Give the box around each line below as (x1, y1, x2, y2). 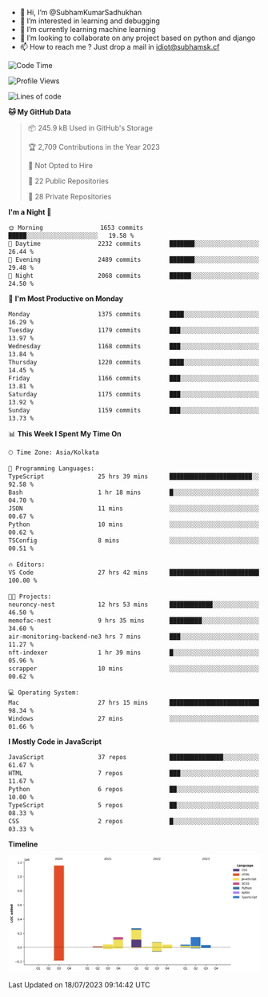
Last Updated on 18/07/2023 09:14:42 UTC (8, 979, 150, 989)
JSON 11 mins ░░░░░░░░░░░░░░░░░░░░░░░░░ (8, 505, 260, 513)
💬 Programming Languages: (8, 464, 94, 472)
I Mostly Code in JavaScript (8, 737, 102, 746)
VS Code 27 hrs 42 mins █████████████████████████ (8, 569, 260, 577)
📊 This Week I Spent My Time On (8, 429, 122, 438)
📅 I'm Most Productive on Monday (8, 294, 124, 304)
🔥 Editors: (8, 561, 46, 569)
